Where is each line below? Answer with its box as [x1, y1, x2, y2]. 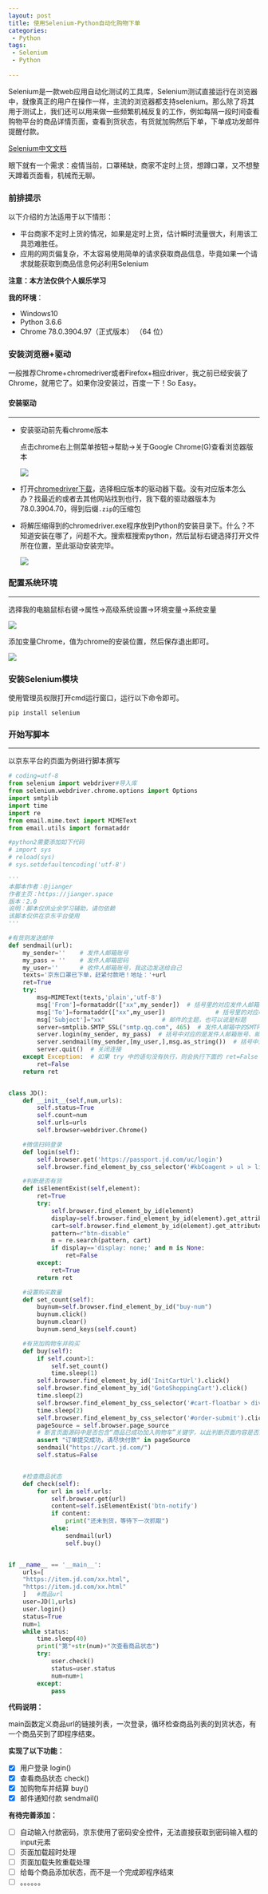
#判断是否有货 [22, 1177, 62, 1186]
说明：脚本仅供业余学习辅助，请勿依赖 [8, 905, 116, 913]
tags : [8, 42, 26, 50]
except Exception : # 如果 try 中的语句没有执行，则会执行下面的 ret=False [22, 1053, 258, 1061]
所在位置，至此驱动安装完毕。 [19, 541, 118, 550]
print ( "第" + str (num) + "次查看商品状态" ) [37, 1642, 160, 1650]
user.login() [22, 1605, 66, 1613]
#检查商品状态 [22, 1472, 62, 1480]
